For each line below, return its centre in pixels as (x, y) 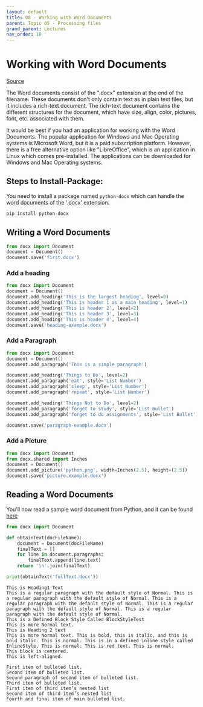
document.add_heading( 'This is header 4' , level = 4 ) (72, 319)
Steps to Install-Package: (55, 181)
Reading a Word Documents (60, 495)
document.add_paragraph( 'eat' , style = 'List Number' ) (74, 381)
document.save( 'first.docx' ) (43, 258)
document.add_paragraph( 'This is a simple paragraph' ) (77, 364)
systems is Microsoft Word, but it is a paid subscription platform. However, (99, 143)
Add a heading (28, 273)
